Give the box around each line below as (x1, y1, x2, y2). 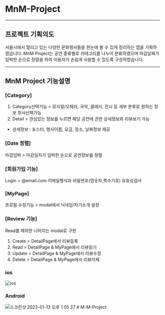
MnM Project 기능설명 (5, 77, 71, 86)
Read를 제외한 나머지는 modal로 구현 (5, 228, 77, 233)
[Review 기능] (5, 215, 37, 222)
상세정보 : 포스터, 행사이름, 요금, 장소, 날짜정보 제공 (12, 126, 110, 132)
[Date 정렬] (5, 140, 31, 147)
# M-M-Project (76, 304, 107, 310)
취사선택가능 (17, 110, 42, 116)
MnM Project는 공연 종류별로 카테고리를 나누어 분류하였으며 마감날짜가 (23, 50, 160, 56)
